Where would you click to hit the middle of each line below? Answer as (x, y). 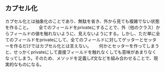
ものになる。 (31, 64)
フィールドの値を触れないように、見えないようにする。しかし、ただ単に (82, 34)
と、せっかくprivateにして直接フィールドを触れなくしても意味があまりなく (81, 52)
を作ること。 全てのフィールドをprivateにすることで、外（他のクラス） (81, 27)
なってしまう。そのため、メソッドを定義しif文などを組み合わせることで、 (80, 58)
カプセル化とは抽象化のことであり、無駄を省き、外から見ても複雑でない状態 (82, 21)
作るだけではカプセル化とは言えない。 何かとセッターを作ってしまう (86, 46)
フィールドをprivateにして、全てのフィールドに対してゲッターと (79, 39)
